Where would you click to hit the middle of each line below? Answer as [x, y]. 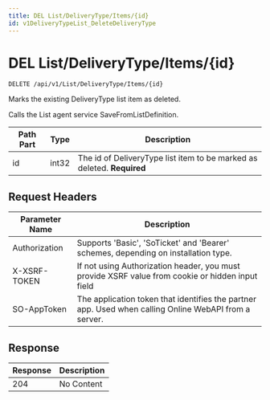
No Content [81, 384]
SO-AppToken [39, 309]
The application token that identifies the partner [167, 300]
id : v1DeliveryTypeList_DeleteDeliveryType [82, 23]
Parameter [41, 219]
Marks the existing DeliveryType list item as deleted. [94, 99]
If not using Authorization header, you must [158, 266]
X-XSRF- [31, 271]
